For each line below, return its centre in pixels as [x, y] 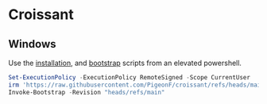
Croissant [41, 15]
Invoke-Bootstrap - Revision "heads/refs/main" [87, 92]
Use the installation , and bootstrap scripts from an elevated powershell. [125, 63]
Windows [32, 44]
